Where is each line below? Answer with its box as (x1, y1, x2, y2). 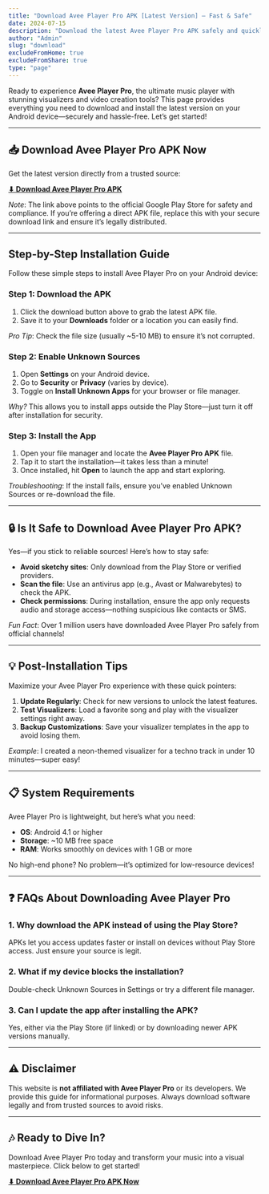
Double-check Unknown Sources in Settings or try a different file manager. (8, 984, 255, 994)
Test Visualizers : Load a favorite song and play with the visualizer (19, 705, 239, 714)
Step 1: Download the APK (8, 289, 112, 300)
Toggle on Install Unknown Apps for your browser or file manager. (19, 386, 241, 395)
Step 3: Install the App (8, 430, 97, 441)
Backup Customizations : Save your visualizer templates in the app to (19, 722, 250, 731)
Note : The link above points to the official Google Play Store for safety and (8, 200, 254, 209)
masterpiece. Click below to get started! (8, 1160, 140, 1171)
